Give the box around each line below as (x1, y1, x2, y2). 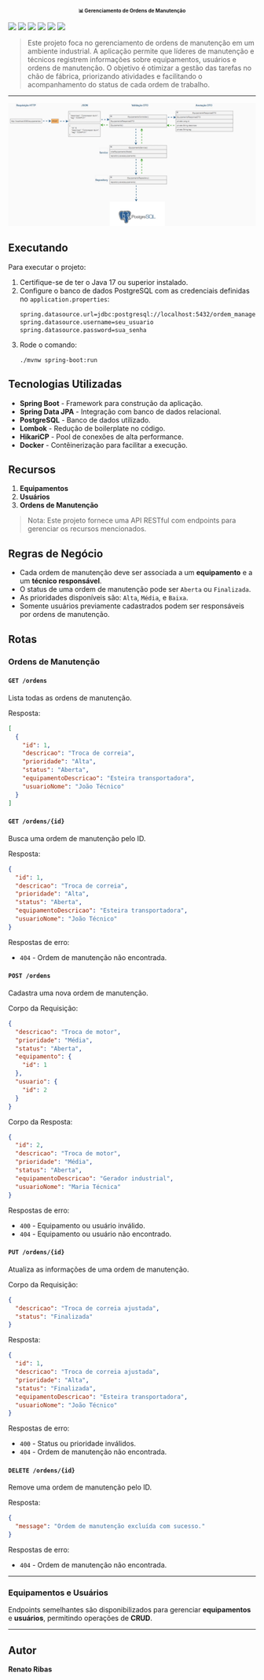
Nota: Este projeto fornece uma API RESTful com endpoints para (27, 515, 236, 526)
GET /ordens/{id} (8, 818, 65, 825)
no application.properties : (19, 294, 110, 304)
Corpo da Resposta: (8, 1117, 73, 1126)
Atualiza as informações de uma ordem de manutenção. (8, 1265, 189, 1274)
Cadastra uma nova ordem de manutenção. (8, 988, 148, 998)
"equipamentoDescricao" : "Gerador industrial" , (15, 1174, 174, 1183)
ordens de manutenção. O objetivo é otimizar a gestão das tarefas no (27, 63, 252, 72)
